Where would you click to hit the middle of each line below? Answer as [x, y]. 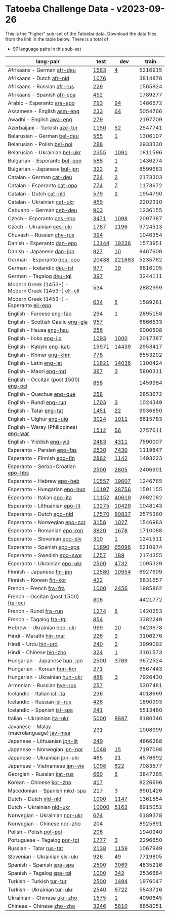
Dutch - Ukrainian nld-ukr [39, 807]
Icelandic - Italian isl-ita [36, 693]
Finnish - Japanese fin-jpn [40, 571]
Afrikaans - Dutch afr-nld [39, 78]
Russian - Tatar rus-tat [35, 848]
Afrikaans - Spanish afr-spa [42, 94]
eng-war [18, 433]
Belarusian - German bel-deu [44, 136]
